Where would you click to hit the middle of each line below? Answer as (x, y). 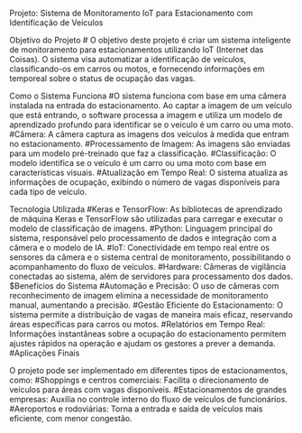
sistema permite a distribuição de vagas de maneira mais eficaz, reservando (151, 314)
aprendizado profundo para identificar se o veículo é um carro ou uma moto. (151, 124)
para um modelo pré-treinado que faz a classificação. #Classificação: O (143, 153)
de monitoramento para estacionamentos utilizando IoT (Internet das (137, 50)
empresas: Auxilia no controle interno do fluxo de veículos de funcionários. (149, 399)
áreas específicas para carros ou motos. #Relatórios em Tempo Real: (137, 324)
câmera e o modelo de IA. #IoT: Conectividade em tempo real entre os (140, 248)
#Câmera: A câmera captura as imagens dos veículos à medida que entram (149, 134)
